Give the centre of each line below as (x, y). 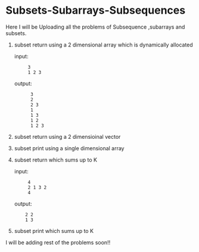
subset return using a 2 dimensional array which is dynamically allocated (103, 45)
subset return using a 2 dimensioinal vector (67, 136)
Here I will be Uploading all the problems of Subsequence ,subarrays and (95, 27)
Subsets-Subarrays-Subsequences (96, 10)
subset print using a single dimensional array (69, 148)
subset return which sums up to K (56, 160)
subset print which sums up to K (54, 231)
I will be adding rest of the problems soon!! (58, 242)
